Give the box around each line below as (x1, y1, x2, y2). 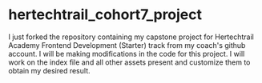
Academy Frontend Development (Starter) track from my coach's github (8, 40, 246, 49)
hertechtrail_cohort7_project (8, 6, 203, 24)
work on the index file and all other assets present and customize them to (8, 57, 251, 67)
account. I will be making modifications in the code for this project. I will (8, 49, 245, 58)
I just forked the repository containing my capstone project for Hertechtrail (8, 32, 254, 41)
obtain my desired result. (8, 65, 91, 75)
